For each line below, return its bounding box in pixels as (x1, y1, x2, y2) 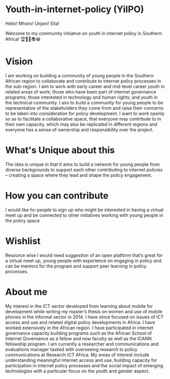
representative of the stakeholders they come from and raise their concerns (5, 105, 164, 111)
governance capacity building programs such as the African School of (5, 330, 152, 336)
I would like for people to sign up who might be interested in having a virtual (5, 207, 164, 213)
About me (5, 286, 48, 298)
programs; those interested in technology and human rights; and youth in (5, 94, 158, 100)
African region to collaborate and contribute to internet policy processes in (5, 78, 161, 84)
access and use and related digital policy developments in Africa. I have (5, 319, 156, 325)
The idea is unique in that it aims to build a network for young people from (5, 161, 160, 167)
